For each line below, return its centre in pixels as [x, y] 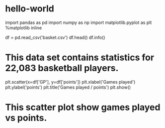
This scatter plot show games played [83, 107]
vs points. [26, 118]
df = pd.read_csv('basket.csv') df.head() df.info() [55, 37]
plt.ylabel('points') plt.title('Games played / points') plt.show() [68, 87]
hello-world [30, 9]
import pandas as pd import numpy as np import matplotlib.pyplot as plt [79, 22]
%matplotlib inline [24, 27]
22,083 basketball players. [62, 68]
